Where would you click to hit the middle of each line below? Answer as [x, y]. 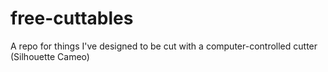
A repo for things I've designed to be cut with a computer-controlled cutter [164, 46]
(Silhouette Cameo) [50, 56]
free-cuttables [72, 18]
